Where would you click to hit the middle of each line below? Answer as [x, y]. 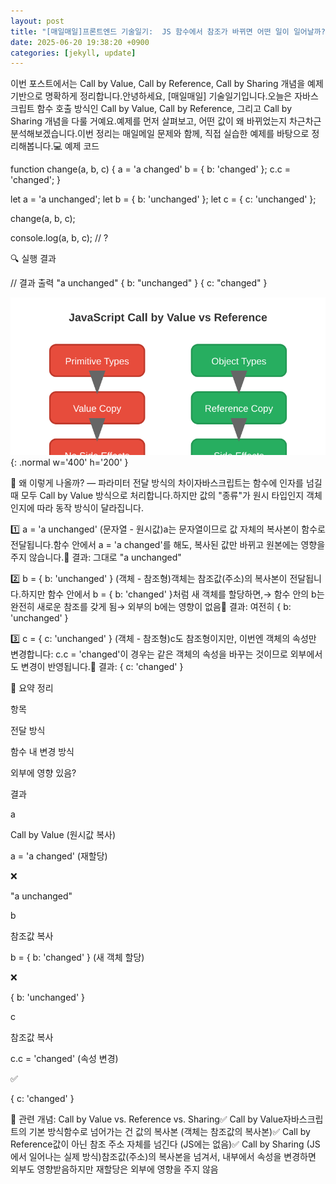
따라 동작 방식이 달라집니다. [90, 508]
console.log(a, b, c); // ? [59, 238]
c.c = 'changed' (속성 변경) [64, 1059]
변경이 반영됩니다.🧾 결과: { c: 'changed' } [102, 667]
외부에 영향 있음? [43, 773]
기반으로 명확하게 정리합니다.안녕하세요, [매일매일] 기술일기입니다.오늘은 [151, 96]
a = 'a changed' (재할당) [59, 856]
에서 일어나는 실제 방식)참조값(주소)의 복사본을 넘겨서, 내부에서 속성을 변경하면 [163, 1157]
